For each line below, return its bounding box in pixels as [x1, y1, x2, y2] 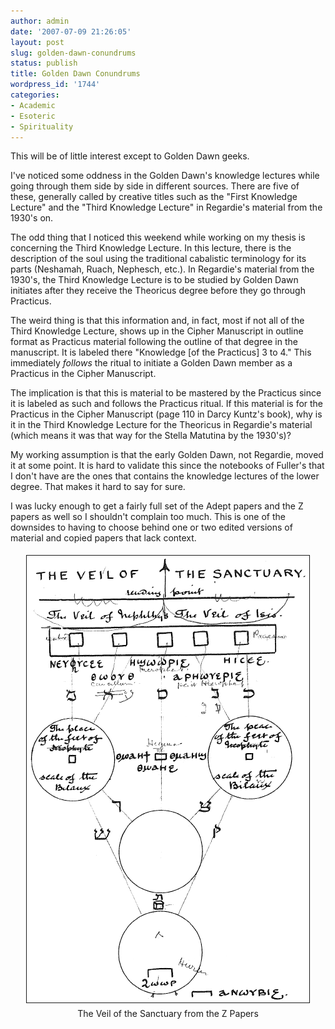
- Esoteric [10, 111, 56, 121]
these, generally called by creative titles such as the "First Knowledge [10, 191, 298, 203]
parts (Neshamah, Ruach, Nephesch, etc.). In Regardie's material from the [10, 263, 315, 275]
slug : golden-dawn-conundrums [10, 48, 137, 58]
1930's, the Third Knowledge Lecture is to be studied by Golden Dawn [10, 274, 299, 286]
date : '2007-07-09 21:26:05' [10, 26, 132, 37]
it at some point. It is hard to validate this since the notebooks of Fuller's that [10, 460, 325, 472]
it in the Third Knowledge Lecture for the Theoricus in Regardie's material [10, 419, 313, 431]
